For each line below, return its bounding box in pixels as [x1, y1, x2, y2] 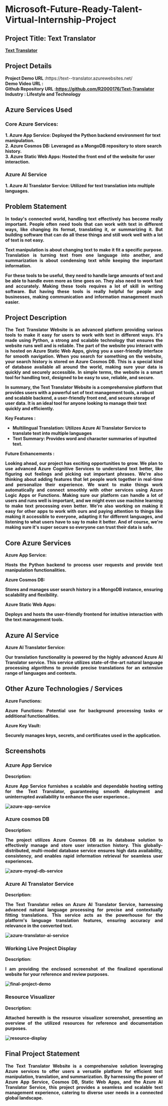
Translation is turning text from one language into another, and [5, 252, 163, 258]
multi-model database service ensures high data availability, [31, 848, 163, 854]
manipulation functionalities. [5, 567, 66, 573]
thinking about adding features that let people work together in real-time [5, 476, 163, 482]
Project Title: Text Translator [5, 34, 96, 43]
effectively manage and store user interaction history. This [5, 842, 141, 848]
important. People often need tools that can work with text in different [5, 221, 163, 227]
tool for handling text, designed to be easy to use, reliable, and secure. [5, 375, 155, 381]
